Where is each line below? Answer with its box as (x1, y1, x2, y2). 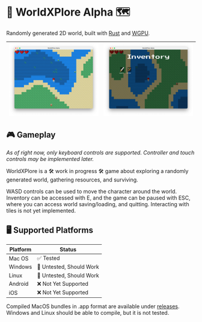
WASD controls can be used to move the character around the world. (6, 188, 177, 195)
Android (8, 280, 29, 288)
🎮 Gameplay (6, 130, 56, 140)
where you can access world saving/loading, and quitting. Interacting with (6, 200, 189, 207)
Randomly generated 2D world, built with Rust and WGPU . (6, 29, 150, 37)
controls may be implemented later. (6, 155, 94, 162)
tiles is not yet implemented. (6, 207, 76, 214)
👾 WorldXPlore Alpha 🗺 (6, 5, 130, 19)
